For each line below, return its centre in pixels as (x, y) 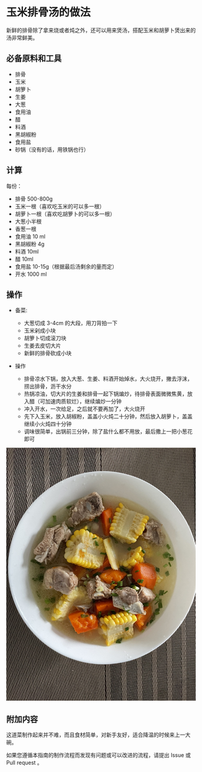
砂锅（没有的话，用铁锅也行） (52, 149)
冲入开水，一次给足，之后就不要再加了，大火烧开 (84, 409)
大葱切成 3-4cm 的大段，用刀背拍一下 (71, 323)
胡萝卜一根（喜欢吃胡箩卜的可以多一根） (65, 214)
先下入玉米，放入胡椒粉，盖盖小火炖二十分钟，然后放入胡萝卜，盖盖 (108, 417)
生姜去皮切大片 (42, 346)
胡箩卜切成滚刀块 (45, 338)
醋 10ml (24, 259)
